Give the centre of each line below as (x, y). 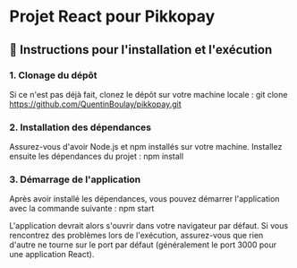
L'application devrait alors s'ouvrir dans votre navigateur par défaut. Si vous (149, 226)
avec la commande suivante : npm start (82, 209)
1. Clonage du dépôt (53, 75)
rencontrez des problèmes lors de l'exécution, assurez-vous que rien (136, 236)
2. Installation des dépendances (81, 127)
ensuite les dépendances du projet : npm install (97, 156)
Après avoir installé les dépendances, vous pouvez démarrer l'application (144, 199)
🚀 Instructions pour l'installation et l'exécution (141, 50)
